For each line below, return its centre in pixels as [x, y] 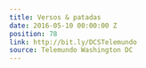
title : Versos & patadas [55, 17]
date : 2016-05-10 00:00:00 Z [63, 26]
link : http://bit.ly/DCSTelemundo [73, 42]
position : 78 [33, 34]
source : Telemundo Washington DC [71, 50]
